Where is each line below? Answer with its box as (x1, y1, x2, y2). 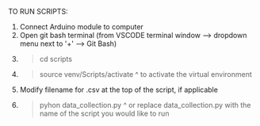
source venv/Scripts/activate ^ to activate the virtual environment (39, 70, 252, 78)
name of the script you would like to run (39, 109, 170, 118)
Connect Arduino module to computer (19, 22, 144, 31)
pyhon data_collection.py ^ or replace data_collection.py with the (39, 101, 251, 109)
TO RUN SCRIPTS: (8, 7, 69, 16)
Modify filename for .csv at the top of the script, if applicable (19, 85, 218, 94)
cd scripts (39, 55, 73, 63)
